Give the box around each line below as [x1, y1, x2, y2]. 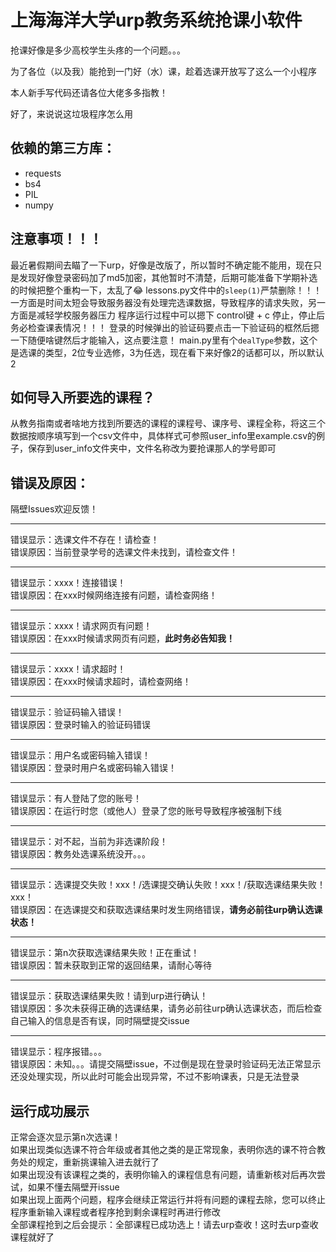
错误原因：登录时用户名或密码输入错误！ [10, 762, 177, 774]
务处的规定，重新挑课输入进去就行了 [10, 1156, 160, 1168]
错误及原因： [10, 474, 90, 491]
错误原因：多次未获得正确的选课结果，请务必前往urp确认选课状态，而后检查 [10, 1002, 323, 1015]
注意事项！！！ [10, 231, 103, 248]
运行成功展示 [10, 1102, 90, 1120]
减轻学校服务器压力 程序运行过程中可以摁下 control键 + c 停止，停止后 [36, 309, 326, 321]
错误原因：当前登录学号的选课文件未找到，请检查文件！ [10, 546, 238, 558]
